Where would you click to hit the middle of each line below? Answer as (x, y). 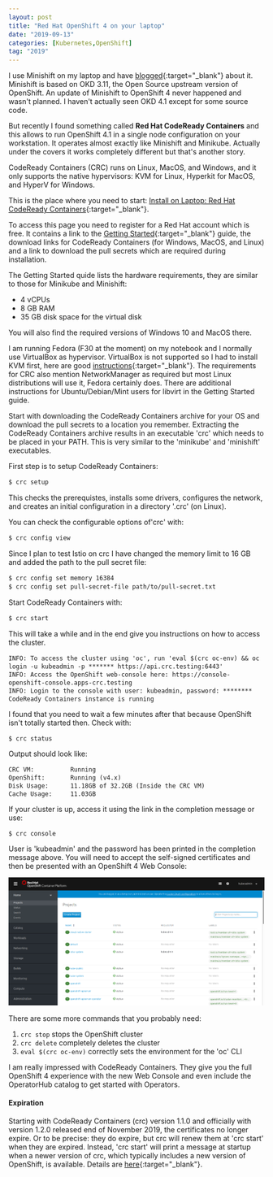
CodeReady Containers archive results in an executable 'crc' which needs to (136, 433)
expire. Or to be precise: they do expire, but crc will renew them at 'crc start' (136, 1138)
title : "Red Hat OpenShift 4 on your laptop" (87, 26)
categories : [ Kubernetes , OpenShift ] (70, 43)
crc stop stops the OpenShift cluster (82, 1034)
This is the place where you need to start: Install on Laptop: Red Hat (122, 201)
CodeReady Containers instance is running (81, 699)
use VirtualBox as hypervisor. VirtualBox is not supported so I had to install (133, 357)
